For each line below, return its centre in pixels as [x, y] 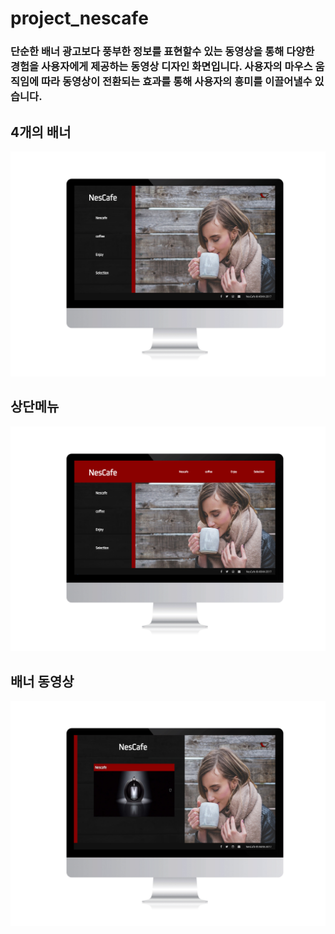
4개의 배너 [41, 132]
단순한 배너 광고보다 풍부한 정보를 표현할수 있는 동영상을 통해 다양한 [162, 52]
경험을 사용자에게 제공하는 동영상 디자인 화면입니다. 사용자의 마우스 [161, 67]
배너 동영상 [42, 681]
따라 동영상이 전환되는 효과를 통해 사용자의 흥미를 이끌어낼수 [177, 82]
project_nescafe [79, 18]
